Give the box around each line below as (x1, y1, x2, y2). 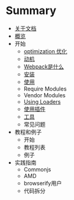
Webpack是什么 (23, 62, 64, 70)
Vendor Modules (23, 91, 65, 98)
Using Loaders (23, 98, 61, 105)
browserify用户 (23, 179, 62, 187)
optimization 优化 (23, 47, 68, 55)
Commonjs (23, 166, 51, 173)
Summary (6, 4, 56, 18)
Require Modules (23, 85, 67, 92)
